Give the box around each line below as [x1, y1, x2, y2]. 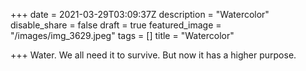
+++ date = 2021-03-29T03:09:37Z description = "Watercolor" [10, 9, 270, 20]
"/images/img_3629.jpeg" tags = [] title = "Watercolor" [10, 30, 235, 41]
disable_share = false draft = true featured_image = [10, 19, 222, 31]
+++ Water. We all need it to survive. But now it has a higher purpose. [10, 49, 297, 61]
